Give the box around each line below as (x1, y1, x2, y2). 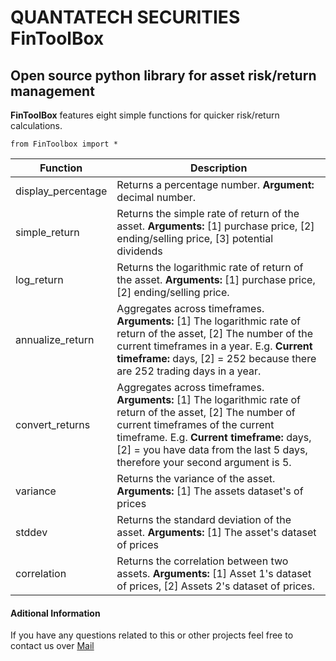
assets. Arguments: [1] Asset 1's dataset (116, 567, 312, 580)
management (10, 82, 95, 100)
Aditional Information (10, 607, 101, 619)
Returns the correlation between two (116, 554, 289, 568)
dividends (116, 244, 163, 258)
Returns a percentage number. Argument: (116, 178, 315, 191)
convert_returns (15, 418, 91, 431)
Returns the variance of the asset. (116, 472, 276, 485)
